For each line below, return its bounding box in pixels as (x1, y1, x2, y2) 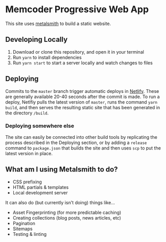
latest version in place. (5, 150, 53, 156)
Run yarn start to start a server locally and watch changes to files (12, 60, 153, 66)
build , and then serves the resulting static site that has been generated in (5, 104, 160, 110)
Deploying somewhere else (5, 123, 75, 130)
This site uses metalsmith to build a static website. (5, 20, 111, 27)
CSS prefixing (12, 179, 42, 185)
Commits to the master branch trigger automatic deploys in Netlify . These (5, 88, 159, 94)
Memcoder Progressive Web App (5, 4, 149, 15)
